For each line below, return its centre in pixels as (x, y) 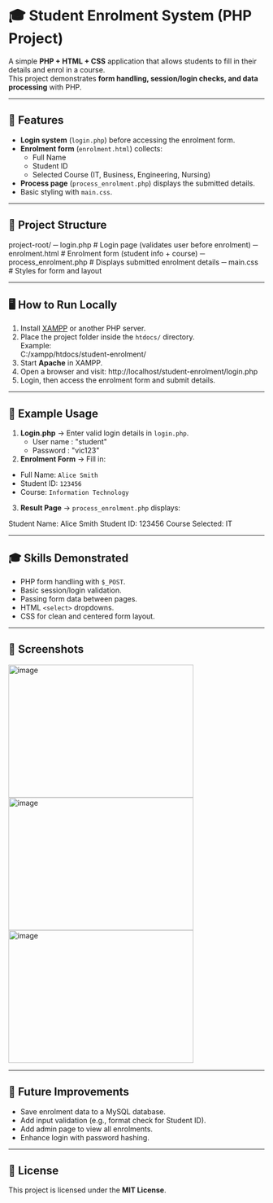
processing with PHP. (45, 87)
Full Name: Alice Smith (59, 475)
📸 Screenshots (46, 649)
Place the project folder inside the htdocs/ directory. (107, 337)
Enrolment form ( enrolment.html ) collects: (91, 148)
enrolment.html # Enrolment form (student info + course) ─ (107, 253)
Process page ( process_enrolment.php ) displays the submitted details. (138, 183)
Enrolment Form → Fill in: (63, 459)
